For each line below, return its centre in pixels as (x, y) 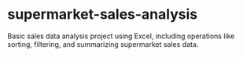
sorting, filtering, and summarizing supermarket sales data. (103, 44)
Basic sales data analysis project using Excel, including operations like (121, 36)
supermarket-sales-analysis (103, 14)
